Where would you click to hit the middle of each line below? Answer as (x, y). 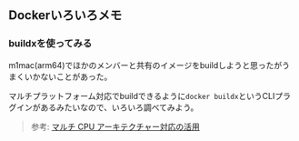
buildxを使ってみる (50, 44)
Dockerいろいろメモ (65, 15)
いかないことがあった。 (68, 76)
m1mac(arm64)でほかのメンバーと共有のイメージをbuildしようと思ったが (145, 65)
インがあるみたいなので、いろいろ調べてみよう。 (107, 107)
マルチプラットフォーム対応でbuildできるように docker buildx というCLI (142, 96)
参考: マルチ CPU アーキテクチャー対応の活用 (115, 126)
